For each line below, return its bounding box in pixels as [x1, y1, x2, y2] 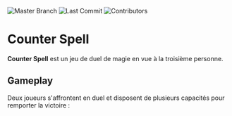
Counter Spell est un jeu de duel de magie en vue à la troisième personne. [7, 54, 224, 63]
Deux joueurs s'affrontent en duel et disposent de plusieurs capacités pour [7, 94, 225, 102]
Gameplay [7, 75, 54, 87]
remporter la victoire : [7, 101, 71, 109]
